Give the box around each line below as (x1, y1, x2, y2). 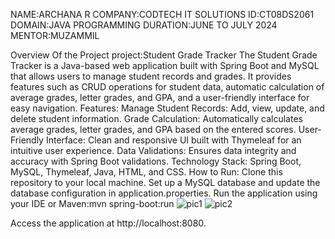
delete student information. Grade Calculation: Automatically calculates (10, 113, 303, 124)
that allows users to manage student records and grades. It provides (10, 70, 292, 82)
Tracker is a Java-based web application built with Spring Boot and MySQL (10, 60, 320, 71)
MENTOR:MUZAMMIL (10, 30, 100, 41)
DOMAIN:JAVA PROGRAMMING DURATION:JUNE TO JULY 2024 (10, 19, 278, 31)
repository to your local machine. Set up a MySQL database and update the (10, 177, 321, 188)
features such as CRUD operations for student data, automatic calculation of (10, 81, 325, 93)
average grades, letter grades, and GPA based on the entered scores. (10, 124, 297, 135)
